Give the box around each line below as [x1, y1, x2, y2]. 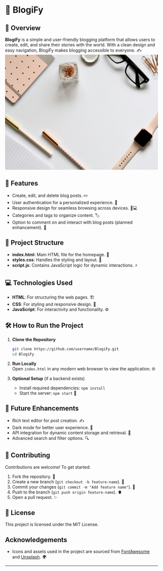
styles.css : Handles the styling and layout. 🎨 [12, 257, 102, 263]
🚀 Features [5, 179, 38, 188]
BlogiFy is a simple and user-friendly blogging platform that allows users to [5, 37, 155, 42]
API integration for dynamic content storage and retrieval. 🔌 [12, 430, 131, 436]
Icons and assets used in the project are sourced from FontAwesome [12, 549, 150, 554]
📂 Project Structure [5, 239, 64, 247]
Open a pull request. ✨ [12, 494, 58, 500]
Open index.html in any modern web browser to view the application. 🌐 [12, 366, 156, 372]
